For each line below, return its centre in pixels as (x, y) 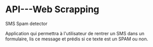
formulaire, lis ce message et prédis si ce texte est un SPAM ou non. (77, 39)
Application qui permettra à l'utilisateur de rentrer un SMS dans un (75, 33)
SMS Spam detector (26, 24)
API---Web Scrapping (52, 9)
